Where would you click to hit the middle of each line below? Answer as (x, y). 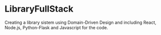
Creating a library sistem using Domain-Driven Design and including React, (80, 22)
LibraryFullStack (39, 9)
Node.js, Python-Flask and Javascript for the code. (56, 27)
